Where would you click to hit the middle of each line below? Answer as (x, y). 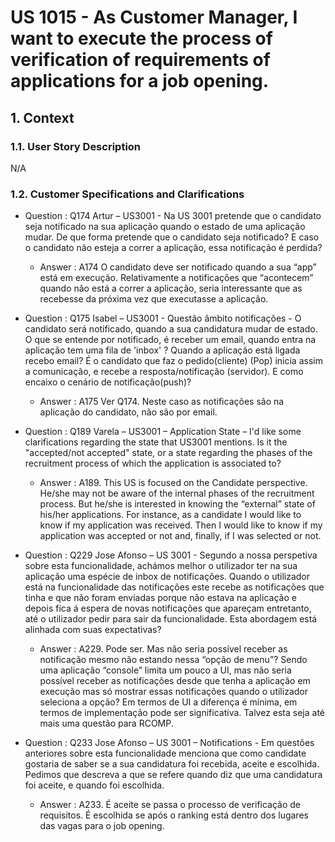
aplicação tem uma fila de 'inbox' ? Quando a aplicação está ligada (162, 350)
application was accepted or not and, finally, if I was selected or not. (180, 536)
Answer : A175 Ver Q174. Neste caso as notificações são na (162, 402)
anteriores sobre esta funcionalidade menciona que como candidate (165, 753)
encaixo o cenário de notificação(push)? (108, 382)
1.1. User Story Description (76, 146)
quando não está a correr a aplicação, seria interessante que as (171, 288)
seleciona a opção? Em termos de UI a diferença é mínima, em (168, 702)
